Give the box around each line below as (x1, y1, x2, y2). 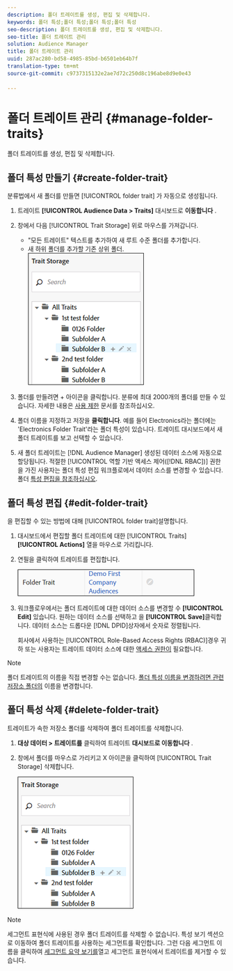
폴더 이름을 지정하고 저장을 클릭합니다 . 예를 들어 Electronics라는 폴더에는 (17, 417, 217, 425)
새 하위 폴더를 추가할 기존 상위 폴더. (27, 244, 124, 254)
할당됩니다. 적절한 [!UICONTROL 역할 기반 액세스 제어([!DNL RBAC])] (17, 457, 209, 466)
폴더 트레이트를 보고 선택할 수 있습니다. (17, 434, 124, 442)
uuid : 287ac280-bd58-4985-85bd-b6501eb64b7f (7, 56, 138, 63)
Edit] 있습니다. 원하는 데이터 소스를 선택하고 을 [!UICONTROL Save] (17, 613, 205, 621)
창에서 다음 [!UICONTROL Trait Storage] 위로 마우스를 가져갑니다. (17, 222, 199, 230)
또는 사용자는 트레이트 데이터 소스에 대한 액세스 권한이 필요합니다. (24, 645, 203, 653)
